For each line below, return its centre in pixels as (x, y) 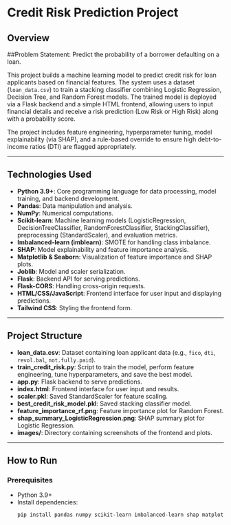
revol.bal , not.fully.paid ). (56, 360)
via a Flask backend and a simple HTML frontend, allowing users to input (110, 104)
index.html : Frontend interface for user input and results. (98, 388)
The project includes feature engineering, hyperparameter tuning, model (110, 132)
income (18, 147)
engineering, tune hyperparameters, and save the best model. (104, 374)
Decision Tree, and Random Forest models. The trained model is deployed (112, 97)
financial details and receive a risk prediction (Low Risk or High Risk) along (113, 112)
